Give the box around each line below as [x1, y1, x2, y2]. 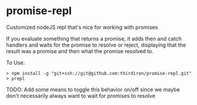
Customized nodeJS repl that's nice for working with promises [6, 24, 159, 31]
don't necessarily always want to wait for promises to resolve [6, 92, 156, 99]
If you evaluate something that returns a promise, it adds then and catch [6, 35, 182, 42]
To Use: [6, 59, 25, 66]
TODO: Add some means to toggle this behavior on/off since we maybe [6, 86, 180, 93]
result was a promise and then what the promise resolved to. [6, 47, 154, 54]
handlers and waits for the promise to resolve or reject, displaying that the [6, 41, 186, 48]
